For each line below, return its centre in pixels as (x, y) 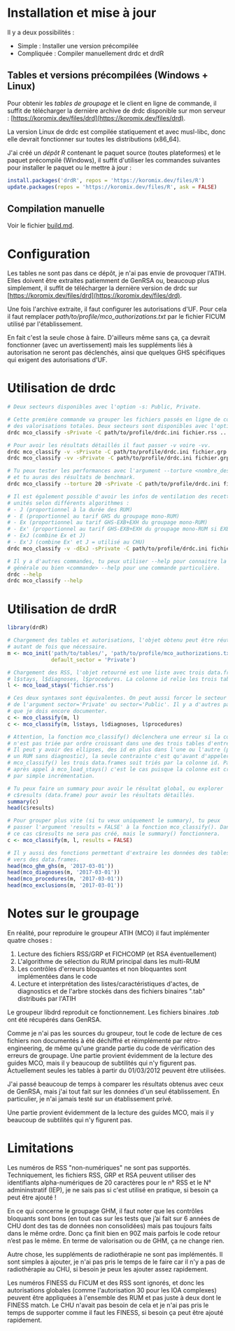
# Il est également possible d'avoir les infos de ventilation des (108, 496)
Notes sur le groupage (73, 914)
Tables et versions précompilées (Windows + (108, 75)
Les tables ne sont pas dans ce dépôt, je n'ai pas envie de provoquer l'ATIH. (117, 273)
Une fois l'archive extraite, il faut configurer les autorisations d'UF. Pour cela (117, 309)
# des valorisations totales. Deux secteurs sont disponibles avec (108, 426)
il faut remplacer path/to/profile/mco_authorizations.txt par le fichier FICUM (116, 317)
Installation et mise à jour (82, 13)
